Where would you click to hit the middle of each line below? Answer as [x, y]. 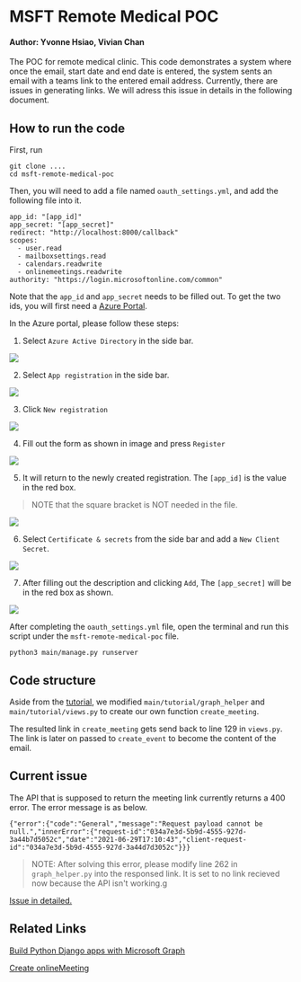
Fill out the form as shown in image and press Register [124, 444]
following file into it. [46, 200]
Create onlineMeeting [49, 968]
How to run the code [67, 128]
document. [29, 100]
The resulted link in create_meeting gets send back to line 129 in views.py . [146, 729]
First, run [26, 150]
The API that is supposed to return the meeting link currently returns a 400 [147, 798]
